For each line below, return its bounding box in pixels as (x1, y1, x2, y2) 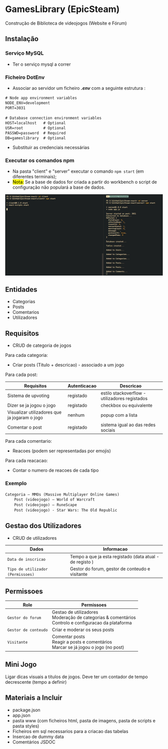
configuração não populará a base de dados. (12, 184, 105, 190)
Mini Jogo (5, 660, 37, 669)
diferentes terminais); (12, 174, 57, 180)
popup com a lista (100, 412, 137, 418)
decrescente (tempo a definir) (5, 679, 67, 685)
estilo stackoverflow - (100, 390, 146, 396)
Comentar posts (51, 634, 85, 640)
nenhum (67, 412, 85, 418)
